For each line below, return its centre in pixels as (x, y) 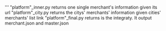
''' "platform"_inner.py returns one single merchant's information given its (81, 7)
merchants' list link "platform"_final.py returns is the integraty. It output (78, 18)
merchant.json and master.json (37, 23)
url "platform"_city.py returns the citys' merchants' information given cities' (83, 12)
